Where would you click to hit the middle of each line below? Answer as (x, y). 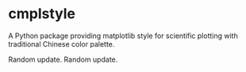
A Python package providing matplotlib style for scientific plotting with (123, 36)
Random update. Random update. (63, 59)
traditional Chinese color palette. (61, 44)
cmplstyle (42, 14)
